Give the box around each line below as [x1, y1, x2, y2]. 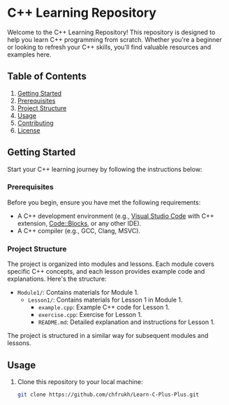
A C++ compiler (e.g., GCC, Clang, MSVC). [17, 226, 141, 235]
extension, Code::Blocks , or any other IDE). [17, 219, 142, 228]
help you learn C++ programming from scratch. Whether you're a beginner [7, 35, 222, 43]
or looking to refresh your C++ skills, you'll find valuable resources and [7, 43, 212, 51]
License [17, 126, 40, 134]
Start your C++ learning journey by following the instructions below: [7, 165, 202, 173]
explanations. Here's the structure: [7, 274, 107, 283]
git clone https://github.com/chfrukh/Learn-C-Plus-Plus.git [17, 391, 200, 398]
